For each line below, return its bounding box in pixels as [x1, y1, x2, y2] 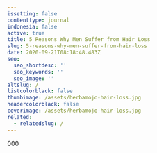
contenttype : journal [7, 17, 70, 24]
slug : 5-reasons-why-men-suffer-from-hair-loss [7, 42, 148, 49]
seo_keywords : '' [13, 68, 64, 75]
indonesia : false [7, 23, 58, 30]
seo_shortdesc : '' [13, 62, 67, 69]
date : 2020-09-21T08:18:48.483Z [7, 49, 101, 56]
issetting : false [7, 10, 58, 17]
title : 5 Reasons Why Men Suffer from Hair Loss [7, 36, 151, 43]
